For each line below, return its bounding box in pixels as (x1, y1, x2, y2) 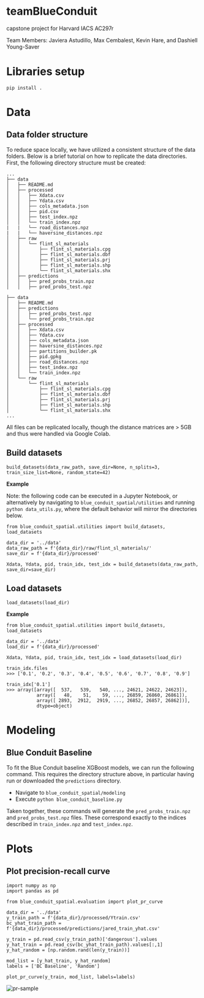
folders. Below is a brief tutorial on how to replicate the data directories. (6, 152, 187, 160)
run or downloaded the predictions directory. (6, 777, 121, 784)
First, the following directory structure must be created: (6, 158, 146, 166)
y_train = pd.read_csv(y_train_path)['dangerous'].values (6, 936, 157, 942)
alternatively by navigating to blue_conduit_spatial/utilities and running (6, 499, 195, 506)
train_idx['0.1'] (6, 681, 51, 687)
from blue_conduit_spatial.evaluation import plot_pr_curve (6, 899, 164, 905)
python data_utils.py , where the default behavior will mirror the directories (6, 505, 197, 512)
